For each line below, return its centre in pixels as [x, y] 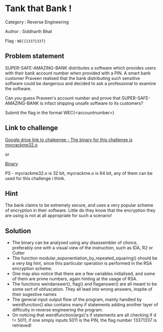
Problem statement [35, 56]
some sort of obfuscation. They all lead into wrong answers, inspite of [82, 289]
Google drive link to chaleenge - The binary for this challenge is [69, 140]
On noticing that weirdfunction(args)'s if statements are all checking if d [84, 315]
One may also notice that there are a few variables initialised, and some [83, 274]
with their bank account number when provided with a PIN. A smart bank [78, 73]
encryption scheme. [32, 269]
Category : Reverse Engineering [37, 22]
